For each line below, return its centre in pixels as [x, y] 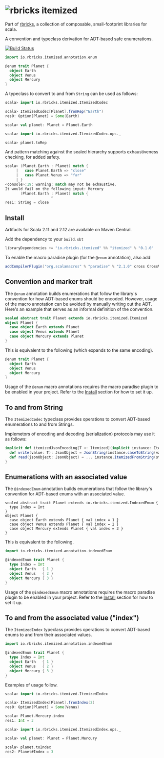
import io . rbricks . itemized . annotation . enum [51, 57]
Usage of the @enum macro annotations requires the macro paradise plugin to [82, 387]
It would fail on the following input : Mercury [54, 189]
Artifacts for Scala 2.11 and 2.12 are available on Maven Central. [68, 230]
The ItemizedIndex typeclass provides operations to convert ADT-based [78, 630]
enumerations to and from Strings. [40, 424]
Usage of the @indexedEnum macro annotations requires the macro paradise [80, 592]
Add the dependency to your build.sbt [44, 239]
